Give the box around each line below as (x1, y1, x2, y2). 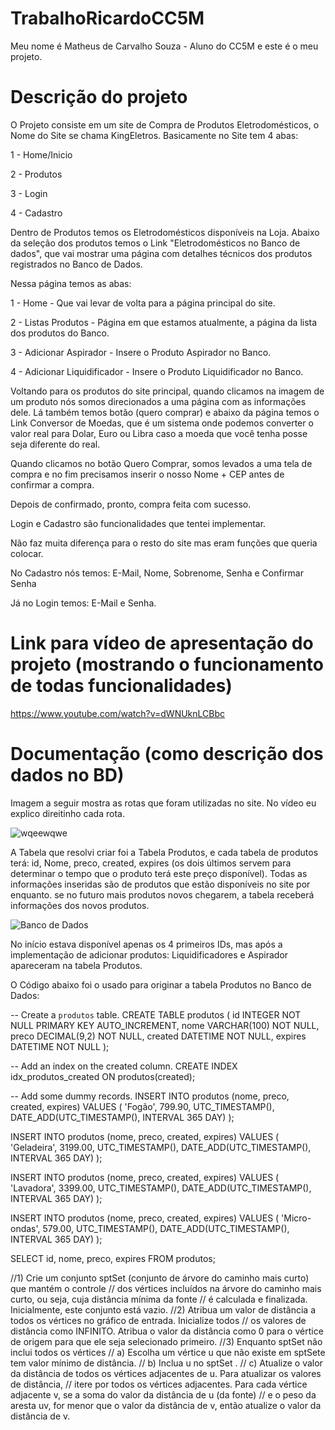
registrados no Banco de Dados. (10, 258, 143, 270)
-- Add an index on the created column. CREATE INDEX (10, 1060, 238, 1072)
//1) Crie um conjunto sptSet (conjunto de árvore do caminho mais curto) (10, 1272, 310, 1284)
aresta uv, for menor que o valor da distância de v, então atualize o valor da (10, 1399, 322, 1411)
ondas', (10, 1222, 41, 1234)
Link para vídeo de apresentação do (10, 632, 314, 655)
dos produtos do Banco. (10, 327, 110, 339)
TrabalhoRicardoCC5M (10, 7, 205, 30)
